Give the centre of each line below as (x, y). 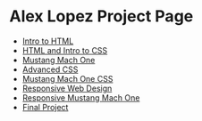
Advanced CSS (50, 69)
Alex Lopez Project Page (101, 16)
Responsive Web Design (67, 88)
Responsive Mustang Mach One (81, 97)
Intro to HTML (48, 41)
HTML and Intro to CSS (65, 50)
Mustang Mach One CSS (67, 78)
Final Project (45, 107)
